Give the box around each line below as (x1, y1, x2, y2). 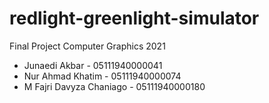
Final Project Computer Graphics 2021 (9, 40, 166, 52)
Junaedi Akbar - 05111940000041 (23, 59, 163, 71)
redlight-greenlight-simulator (9, 7, 260, 30)
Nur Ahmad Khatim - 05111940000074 (23, 70, 182, 82)
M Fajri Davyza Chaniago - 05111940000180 (23, 80, 206, 92)
